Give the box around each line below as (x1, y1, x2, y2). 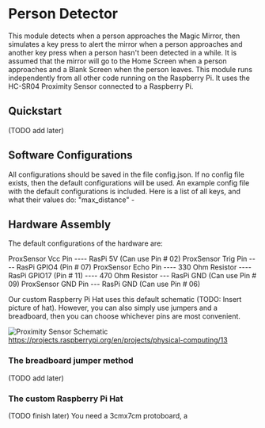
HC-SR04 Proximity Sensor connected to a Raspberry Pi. (8, 81, 194, 91)
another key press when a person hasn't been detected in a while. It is (8, 48, 237, 57)
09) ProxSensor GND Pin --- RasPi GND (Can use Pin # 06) (8, 279, 201, 289)
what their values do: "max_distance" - (8, 195, 135, 204)
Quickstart (8, 105, 62, 118)
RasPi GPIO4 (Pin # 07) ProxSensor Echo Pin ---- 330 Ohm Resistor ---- (16, 262, 252, 272)
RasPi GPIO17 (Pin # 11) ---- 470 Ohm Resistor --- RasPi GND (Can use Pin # (8, 271, 257, 281)
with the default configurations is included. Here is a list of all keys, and (8, 186, 241, 196)
